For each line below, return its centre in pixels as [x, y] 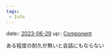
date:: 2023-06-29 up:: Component [49, 33]
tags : [13, 11]
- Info [17, 17]
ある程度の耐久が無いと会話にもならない [55, 45]
